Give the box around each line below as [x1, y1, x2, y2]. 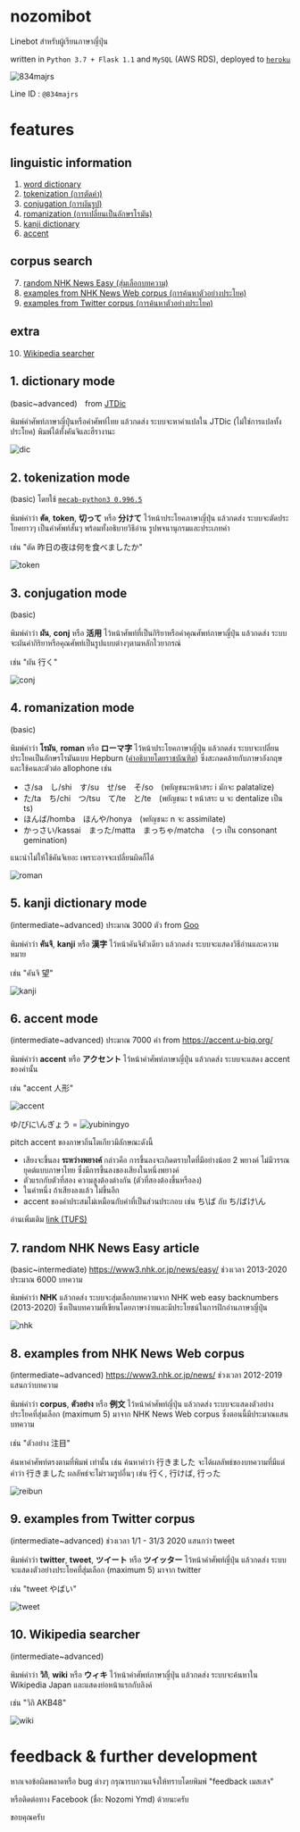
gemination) [22, 834, 68, 845]
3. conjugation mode [10, 585, 128, 600]
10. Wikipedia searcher [10, 1627, 141, 1643]
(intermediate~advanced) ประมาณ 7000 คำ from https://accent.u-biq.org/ [10, 1034, 273, 1046]
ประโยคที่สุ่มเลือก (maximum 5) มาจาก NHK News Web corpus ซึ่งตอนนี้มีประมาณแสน [10, 1409, 289, 1419]
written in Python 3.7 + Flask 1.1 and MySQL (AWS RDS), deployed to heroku [10, 54, 291, 64]
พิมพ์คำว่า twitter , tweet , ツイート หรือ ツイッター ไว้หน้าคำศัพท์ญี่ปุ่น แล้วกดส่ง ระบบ [10, 1554, 287, 1565]
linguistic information [10, 155, 132, 171]
